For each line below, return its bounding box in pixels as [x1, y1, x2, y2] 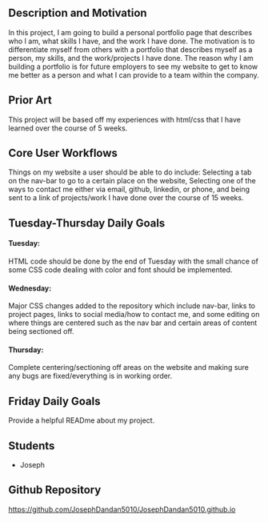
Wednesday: [8, 283, 52, 293]
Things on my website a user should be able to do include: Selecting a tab [8, 167, 252, 177]
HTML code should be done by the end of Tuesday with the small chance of [8, 256, 258, 267]
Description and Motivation [8, 6, 147, 20]
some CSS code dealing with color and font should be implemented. [8, 265, 233, 275]
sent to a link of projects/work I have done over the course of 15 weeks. [8, 193, 244, 203]
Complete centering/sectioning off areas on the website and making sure [8, 363, 250, 372]
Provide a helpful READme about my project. [8, 416, 155, 425]
